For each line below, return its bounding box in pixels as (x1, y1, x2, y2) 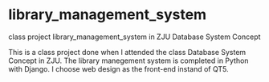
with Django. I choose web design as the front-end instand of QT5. (8, 64, 229, 73)
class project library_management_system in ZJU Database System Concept (8, 32, 261, 41)
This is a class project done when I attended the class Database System (8, 47, 247, 57)
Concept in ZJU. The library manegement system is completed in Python (8, 56, 249, 65)
